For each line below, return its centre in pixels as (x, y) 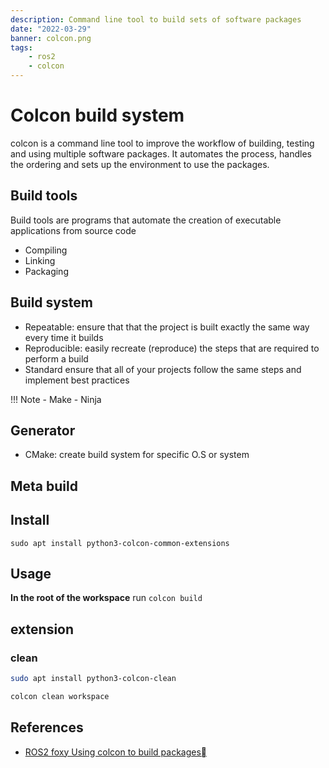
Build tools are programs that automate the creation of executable (146, 220)
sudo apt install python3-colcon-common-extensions (120, 543)
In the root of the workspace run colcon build (106, 598)
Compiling (46, 250)
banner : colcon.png (51, 38)
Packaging (46, 271)
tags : (21, 47)
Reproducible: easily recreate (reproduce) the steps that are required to (172, 348)
